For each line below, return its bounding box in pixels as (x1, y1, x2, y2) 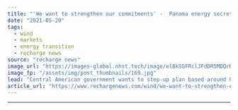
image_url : (7, 63, 40, 70)
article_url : (7, 82, 46, 90)
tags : (7, 23, 23, 30)
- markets (13, 37, 42, 44)
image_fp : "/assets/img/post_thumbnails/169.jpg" (7, 69, 157, 76)
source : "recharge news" (7, 56, 81, 63)
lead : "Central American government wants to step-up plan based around (7, 75, 227, 83)
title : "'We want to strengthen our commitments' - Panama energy (7, 10, 211, 18)
